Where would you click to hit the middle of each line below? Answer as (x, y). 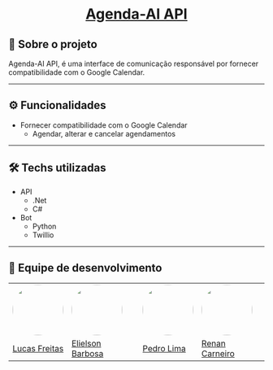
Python (44, 226)
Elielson (87, 344)
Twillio (43, 235)
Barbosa (88, 354)
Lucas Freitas (38, 349)
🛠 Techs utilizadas (57, 168)
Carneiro (219, 354)
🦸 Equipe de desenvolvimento (85, 268)
